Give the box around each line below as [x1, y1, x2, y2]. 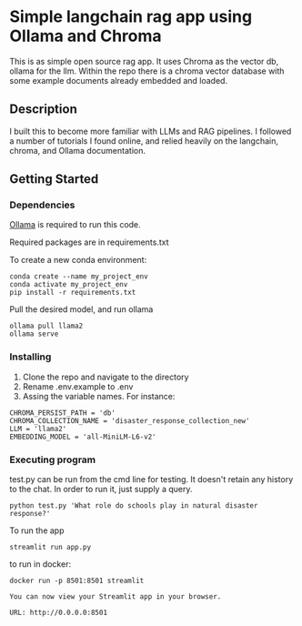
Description [9, 102, 77, 117]
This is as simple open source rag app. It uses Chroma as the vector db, [9, 56, 279, 66]
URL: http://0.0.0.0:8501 [9, 608, 107, 618]
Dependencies [9, 198, 75, 211]
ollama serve [9, 329, 59, 338]
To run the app [9, 525, 65, 536]
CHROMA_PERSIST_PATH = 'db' [9, 408, 116, 418]
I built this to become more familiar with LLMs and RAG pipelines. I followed [9, 126, 292, 136]
